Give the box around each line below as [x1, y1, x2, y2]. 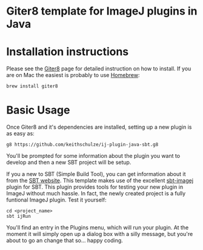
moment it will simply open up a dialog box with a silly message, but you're [6, 231, 193, 238]
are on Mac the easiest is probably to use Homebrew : [6, 72, 140, 79]
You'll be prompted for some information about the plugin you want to [6, 152, 181, 160]
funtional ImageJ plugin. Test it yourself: [6, 196, 107, 204]
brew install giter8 [6, 83, 59, 89]
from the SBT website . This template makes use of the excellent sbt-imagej [6, 177, 194, 184]
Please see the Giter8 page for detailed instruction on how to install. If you [6, 65, 191, 72]
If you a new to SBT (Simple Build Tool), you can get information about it [6, 171, 186, 178]
